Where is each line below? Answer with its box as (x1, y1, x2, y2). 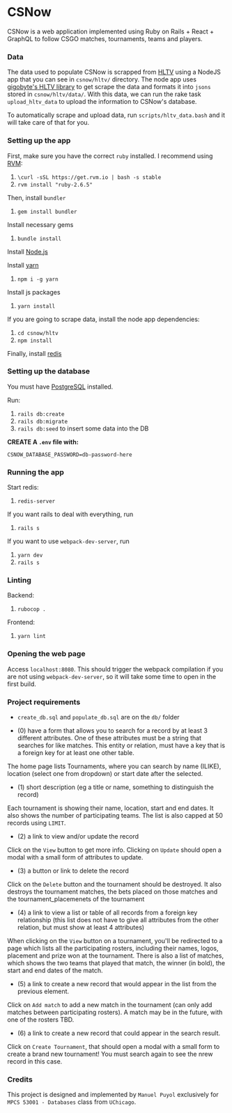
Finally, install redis (7, 349, 62, 357)
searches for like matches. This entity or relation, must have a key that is (17, 741, 225, 749)
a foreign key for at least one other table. (17, 749, 134, 757)
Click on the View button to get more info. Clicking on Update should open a (7, 846, 222, 854)
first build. (7, 680, 36, 688)
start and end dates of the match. (7, 966, 103, 975)
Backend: (7, 591, 35, 600)
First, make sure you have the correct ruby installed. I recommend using (7, 151, 213, 160)
